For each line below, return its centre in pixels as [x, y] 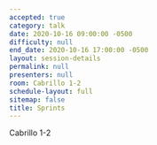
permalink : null [39, 67]
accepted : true [37, 17]
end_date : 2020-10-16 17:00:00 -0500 [79, 50]
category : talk [37, 26]
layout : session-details [55, 58]
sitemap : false [37, 99]
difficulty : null [41, 42]
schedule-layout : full [51, 91]
